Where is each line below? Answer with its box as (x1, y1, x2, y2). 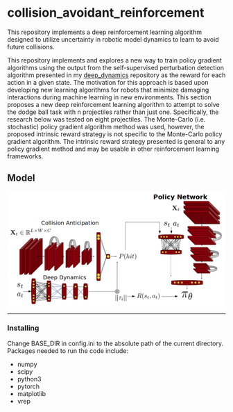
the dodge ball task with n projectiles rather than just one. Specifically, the (7, 108, 219, 116)
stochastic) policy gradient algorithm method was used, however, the (7, 122, 205, 131)
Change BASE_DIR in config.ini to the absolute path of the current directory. (7, 339, 224, 347)
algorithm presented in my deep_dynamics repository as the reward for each (7, 71, 226, 79)
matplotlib (17, 389, 46, 397)
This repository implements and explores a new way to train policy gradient (7, 56, 222, 64)
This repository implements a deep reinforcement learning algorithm (7, 28, 202, 36)
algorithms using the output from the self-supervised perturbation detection (7, 63, 224, 72)
